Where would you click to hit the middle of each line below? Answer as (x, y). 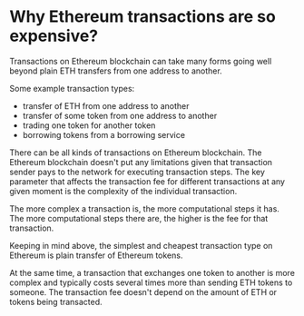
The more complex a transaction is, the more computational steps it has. (144, 208)
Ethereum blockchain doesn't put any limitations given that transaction (141, 162)
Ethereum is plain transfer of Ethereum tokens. (96, 255)
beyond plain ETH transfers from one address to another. (116, 71)
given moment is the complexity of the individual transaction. (123, 191)
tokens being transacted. (56, 301)
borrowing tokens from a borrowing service (104, 134)
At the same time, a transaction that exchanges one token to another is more (152, 272)
